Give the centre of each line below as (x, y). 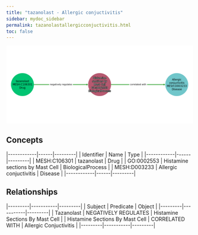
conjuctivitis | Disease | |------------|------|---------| (71, 173)
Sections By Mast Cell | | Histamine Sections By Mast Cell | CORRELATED (95, 219)
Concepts (25, 140)
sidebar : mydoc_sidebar (36, 19)
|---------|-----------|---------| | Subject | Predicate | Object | (82, 206)
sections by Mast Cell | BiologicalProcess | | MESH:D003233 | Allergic (92, 167)
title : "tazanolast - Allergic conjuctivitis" (65, 12)
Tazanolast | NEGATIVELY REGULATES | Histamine (116, 212)
